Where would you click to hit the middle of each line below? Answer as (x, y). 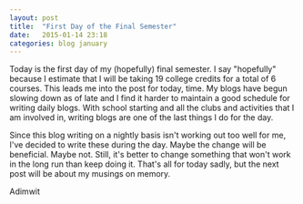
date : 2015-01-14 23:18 (58, 35)
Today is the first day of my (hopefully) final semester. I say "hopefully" (143, 69)
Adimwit (25, 191)
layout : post (34, 18)
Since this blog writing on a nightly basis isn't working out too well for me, (148, 135)
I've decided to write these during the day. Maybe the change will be (138, 145)
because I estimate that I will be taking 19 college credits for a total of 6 (143, 79)
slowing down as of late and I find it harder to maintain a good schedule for (150, 98)
